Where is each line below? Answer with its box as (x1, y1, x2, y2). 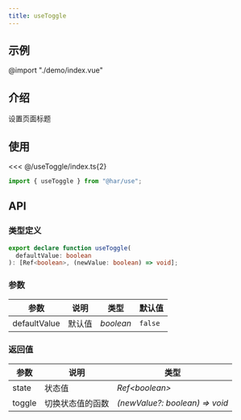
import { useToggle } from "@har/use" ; (8, 177, 143, 185)
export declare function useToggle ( (8, 243, 131, 252)
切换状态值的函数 (44, 397, 110, 409)
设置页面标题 (8, 114, 51, 123)
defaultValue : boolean (15, 252, 92, 260)
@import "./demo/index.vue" (8, 65, 103, 75)
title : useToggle (8, 11, 67, 20)
